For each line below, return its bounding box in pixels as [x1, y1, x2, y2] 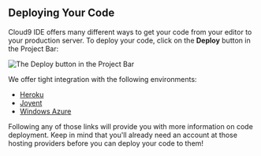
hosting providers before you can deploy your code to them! [8, 138, 203, 148]
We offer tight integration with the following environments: [8, 74, 197, 84]
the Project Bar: [8, 43, 59, 54]
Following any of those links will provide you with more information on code [8, 121, 254, 131]
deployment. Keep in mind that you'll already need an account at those [8, 130, 238, 139]
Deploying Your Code [8, 6, 115, 20]
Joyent [19, 98, 43, 107]
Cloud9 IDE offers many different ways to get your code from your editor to [8, 27, 252, 36]
